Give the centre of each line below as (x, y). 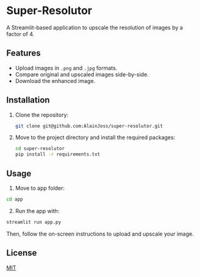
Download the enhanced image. (55, 81)
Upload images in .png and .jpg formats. (66, 68)
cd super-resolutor (40, 149)
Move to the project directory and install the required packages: (95, 137)
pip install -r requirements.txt (58, 154)
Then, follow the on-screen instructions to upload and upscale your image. (100, 234)
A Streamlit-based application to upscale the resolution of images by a (95, 27)
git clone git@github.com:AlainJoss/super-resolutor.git (89, 126)
